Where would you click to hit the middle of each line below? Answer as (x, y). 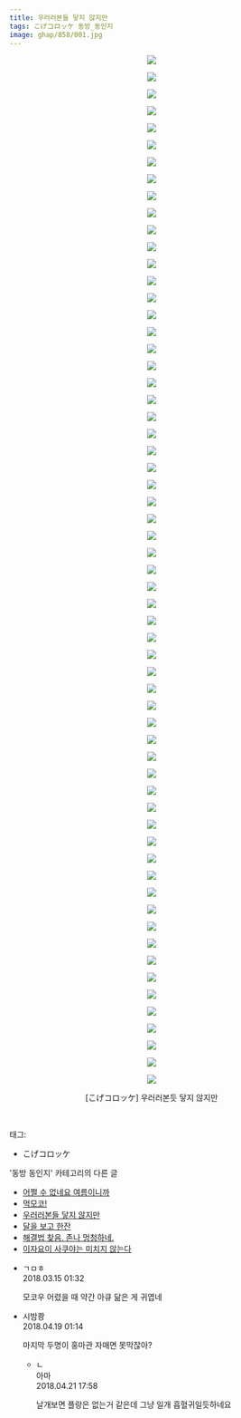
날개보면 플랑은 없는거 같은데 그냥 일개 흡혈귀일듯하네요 (134, 1404)
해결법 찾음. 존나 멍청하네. (68, 1238)
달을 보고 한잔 (46, 1226)
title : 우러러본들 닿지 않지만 (59, 18)
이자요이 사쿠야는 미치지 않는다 (77, 1249)
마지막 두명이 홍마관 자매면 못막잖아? (87, 1346)
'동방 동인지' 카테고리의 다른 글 (64, 1173)
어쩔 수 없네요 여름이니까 (66, 1192)
